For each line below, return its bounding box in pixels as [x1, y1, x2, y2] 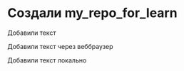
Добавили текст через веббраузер [7, 42, 113, 50]
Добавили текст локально [7, 55, 87, 65]
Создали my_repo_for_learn [7, 5, 178, 21]
